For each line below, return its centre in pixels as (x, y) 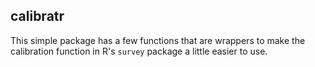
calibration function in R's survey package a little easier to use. (139, 51)
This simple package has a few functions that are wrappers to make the (158, 40)
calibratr (37, 16)
